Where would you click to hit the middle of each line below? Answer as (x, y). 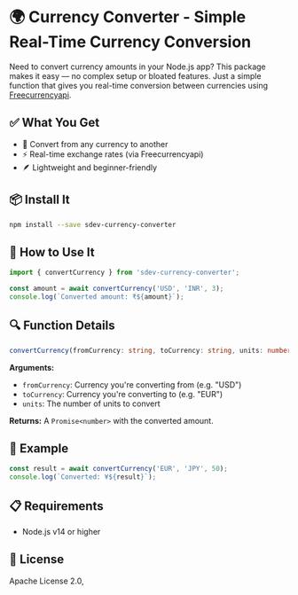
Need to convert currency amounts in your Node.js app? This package (137, 67)
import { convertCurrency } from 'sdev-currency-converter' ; (125, 273)
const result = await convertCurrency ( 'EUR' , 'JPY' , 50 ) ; (118, 469)
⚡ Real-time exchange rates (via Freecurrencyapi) (113, 154)
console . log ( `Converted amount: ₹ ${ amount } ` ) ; (97, 297)
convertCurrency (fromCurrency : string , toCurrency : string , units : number (150, 350)
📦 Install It (40, 200)
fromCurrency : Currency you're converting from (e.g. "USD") (132, 384)
